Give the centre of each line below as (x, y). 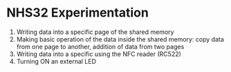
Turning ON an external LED (56, 61)
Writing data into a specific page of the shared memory (95, 32)
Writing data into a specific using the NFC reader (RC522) (99, 54)
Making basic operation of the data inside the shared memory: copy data (120, 39)
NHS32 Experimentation (78, 13)
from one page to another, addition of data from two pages (100, 46)
